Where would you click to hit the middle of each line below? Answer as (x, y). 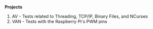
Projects (14, 7)
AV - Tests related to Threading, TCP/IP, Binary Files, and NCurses (80, 16)
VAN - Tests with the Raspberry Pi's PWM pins (59, 22)
